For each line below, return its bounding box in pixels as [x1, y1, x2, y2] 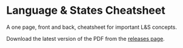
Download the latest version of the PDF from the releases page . [6, 35, 165, 42]
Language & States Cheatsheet [6, 4, 165, 17]
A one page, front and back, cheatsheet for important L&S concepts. [6, 23, 178, 31]
